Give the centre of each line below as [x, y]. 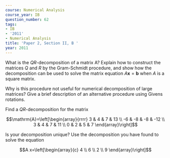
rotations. [15, 99]
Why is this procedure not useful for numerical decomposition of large [79, 88]
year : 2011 [17, 48]
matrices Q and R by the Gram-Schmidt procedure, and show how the [78, 68]
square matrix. [20, 78]
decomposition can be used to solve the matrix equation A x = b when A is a [85, 73]
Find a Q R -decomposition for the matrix [47, 109]
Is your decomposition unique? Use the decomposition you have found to [82, 134]
